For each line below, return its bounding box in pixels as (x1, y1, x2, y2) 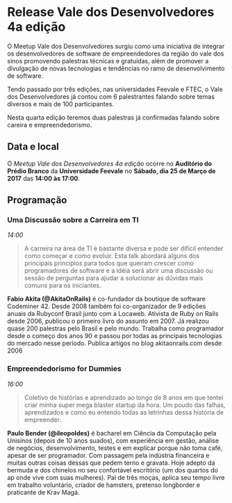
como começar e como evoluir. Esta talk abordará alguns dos (24, 252, 200, 260)
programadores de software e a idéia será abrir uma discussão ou (24, 266, 213, 275)
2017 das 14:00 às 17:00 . (7, 174, 81, 182)
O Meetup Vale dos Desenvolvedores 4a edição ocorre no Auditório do (7, 159, 213, 168)
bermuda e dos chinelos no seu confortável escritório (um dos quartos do (7, 465, 219, 474)
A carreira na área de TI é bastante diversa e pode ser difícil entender (24, 244, 224, 253)
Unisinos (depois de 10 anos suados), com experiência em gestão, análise (7, 436, 219, 445)
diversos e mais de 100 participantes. (7, 99, 115, 108)
